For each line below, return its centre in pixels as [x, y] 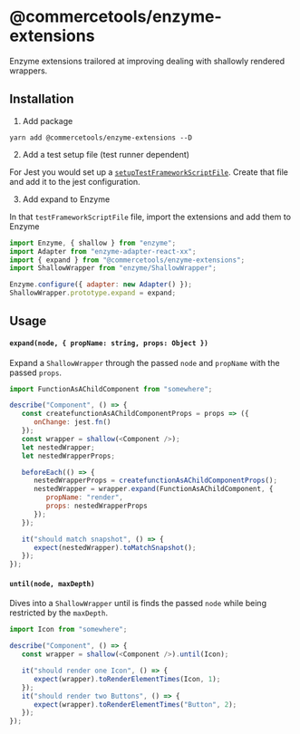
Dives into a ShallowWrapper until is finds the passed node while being [138, 604]
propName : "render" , [85, 497]
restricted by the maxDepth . [59, 613]
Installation [42, 99]
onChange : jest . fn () [72, 422]
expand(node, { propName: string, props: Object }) [109, 343]
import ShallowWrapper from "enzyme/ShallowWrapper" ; [113, 268]
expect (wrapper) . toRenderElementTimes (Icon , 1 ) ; [127, 679]
